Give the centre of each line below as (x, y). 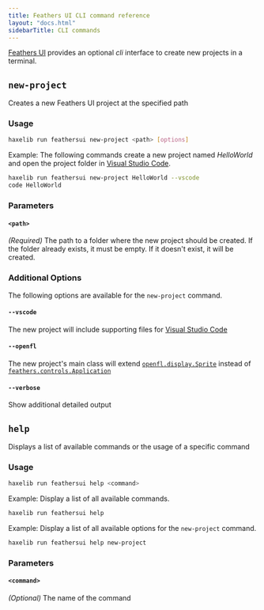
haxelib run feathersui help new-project (77, 543)
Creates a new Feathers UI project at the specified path (98, 103)
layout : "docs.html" (42, 23)
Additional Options (45, 278)
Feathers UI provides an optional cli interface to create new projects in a (125, 53)
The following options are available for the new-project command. (115, 295)
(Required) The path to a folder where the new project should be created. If (130, 241)
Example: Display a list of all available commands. (89, 498)
